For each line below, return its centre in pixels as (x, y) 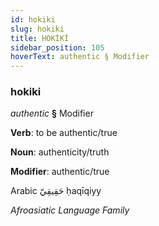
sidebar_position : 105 (57, 47)
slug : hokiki (37, 29)
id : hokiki (33, 19)
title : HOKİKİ (40, 38)
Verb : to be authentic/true (64, 133)
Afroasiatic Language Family (70, 210)
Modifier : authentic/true (60, 172)
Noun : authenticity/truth (60, 152)
